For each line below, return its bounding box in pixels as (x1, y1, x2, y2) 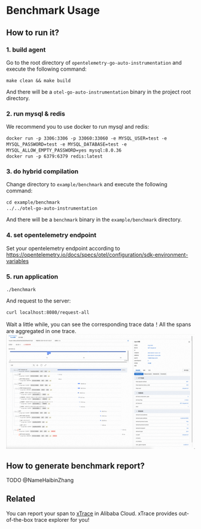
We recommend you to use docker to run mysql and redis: (6, 123, 150, 131)
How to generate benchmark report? (6, 461, 145, 471)
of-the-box (6, 516, 33, 523)
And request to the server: (6, 297, 71, 304)
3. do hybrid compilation (6, 167, 79, 176)
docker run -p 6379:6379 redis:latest (6, 153, 103, 159)
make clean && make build (6, 77, 71, 84)
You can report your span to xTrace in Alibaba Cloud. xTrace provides (6, 510, 178, 517)
